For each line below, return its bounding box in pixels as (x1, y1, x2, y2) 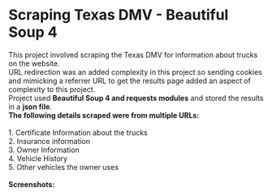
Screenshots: (8, 179, 55, 189)
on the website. (8, 59, 60, 68)
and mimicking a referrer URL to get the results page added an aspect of (8, 76, 252, 85)
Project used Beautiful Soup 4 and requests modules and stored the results (8, 93, 264, 102)
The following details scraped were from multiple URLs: (8, 110, 200, 120)
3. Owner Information (8, 145, 80, 155)
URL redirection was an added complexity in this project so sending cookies (8, 67, 262, 76)
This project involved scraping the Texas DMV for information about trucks (8, 50, 258, 59)
